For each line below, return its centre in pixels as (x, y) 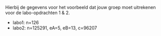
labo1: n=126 (26, 23)
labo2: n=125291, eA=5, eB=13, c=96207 (55, 28)
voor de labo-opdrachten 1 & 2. (37, 13)
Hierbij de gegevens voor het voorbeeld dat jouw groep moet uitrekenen (80, 7)
